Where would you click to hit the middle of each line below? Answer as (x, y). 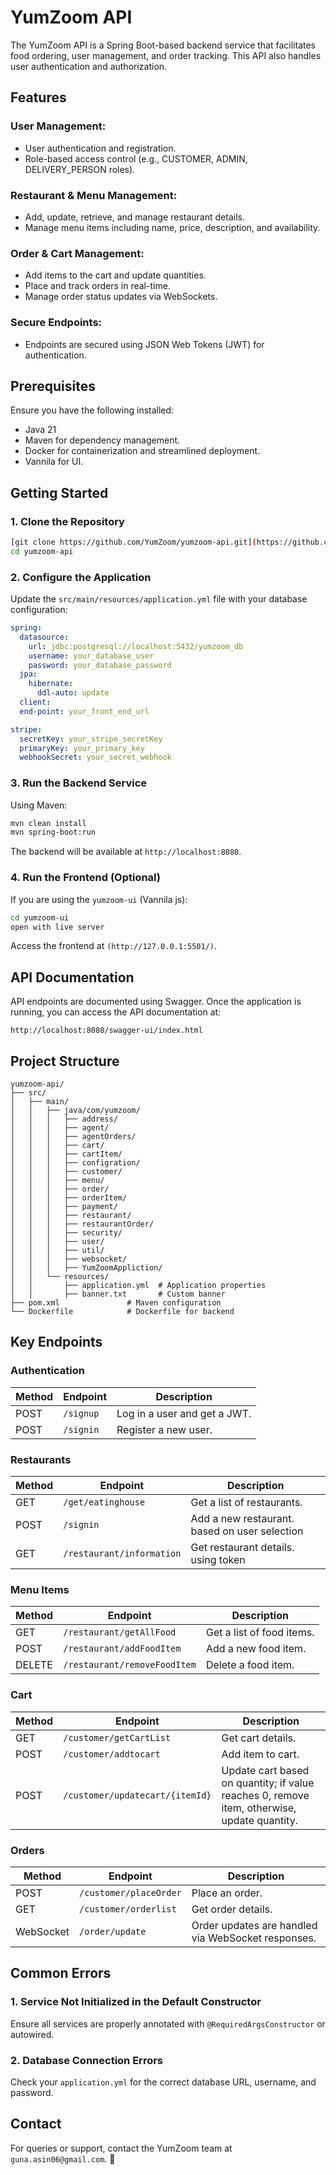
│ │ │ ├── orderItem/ (69, 1198)
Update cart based (265, 1770)
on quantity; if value (268, 1783)
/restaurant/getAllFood (120, 1632)
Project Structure (65, 1061)
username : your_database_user (91, 656)
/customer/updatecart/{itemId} (137, 1795)
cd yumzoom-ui (40, 917)
